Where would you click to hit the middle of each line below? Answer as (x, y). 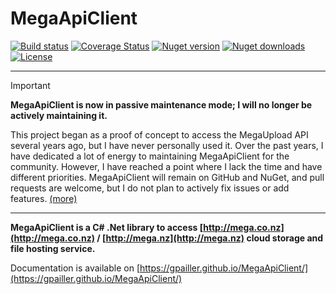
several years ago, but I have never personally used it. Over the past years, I (167, 145)
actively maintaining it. (59, 115)
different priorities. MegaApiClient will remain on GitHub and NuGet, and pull (167, 177)
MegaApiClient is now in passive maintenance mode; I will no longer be (161, 104)
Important (30, 85)
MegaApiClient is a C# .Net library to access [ (107, 227)
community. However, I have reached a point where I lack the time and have (166, 166)
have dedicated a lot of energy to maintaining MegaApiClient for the (150, 156)
